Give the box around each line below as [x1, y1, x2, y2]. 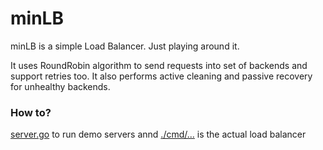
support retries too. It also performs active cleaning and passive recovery [10, 70, 313, 82]
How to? [10, 105, 52, 119]
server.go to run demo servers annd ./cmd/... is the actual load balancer [10, 128, 307, 141]
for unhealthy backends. [10, 80, 111, 92]
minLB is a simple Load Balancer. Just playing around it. [10, 40, 240, 52]
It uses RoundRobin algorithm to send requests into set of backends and [10, 59, 308, 71]
